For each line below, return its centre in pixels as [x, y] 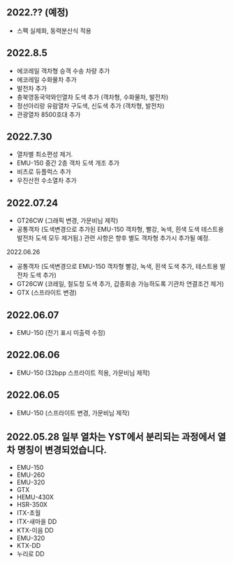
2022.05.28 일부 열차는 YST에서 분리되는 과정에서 [111, 437]
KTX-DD [29, 545]
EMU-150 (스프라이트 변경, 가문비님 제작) [73, 413]
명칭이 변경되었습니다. [62, 450]
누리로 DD [30, 554]
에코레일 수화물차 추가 [47, 80]
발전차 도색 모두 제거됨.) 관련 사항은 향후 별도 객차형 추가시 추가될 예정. [113, 238]
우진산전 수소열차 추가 [47, 181]
